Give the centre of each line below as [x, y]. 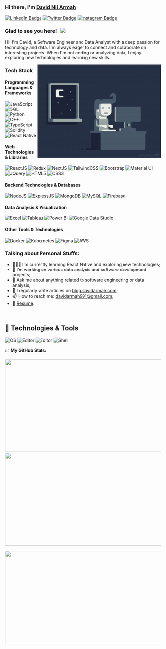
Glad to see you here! [31, 31]
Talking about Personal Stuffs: [42, 253]
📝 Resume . [23, 303]
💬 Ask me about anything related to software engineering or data [78, 280]
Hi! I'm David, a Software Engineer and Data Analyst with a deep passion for [82, 42]
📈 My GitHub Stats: [26, 350]
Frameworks [18, 93]
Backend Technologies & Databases [43, 185]
